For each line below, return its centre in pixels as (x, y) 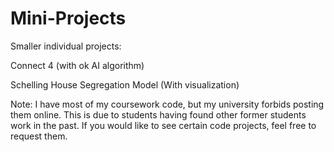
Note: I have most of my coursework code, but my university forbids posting (167, 104)
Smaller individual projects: (66, 46)
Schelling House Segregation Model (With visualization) (125, 84)
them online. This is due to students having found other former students (158, 114)
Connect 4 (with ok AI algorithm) (77, 65)
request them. (39, 136)
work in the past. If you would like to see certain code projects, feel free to (163, 125)
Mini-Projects (68, 18)
